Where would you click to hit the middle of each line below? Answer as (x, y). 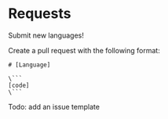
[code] (19, 85)
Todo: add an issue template (54, 106)
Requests (40, 14)
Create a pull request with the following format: (84, 50)
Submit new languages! (46, 35)
